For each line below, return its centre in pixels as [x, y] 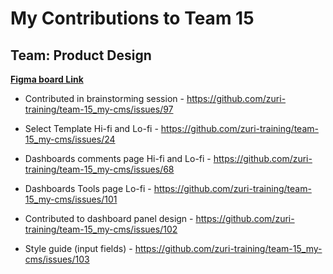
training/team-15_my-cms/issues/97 [99, 109]
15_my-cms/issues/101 [71, 199]
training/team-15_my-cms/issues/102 [101, 229]
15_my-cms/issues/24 [70, 139]
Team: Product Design [81, 55]
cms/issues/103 [57, 259]
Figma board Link [47, 79]
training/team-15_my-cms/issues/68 [99, 169]
